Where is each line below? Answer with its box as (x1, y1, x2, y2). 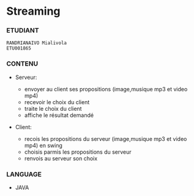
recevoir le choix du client (24, 98, 90, 105)
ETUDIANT (6, 26, 39, 35)
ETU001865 (6, 45, 32, 51)
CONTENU (6, 59, 39, 68)
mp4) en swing (24, 141, 62, 149)
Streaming (6, 4, 61, 18)
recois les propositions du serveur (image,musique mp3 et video (24, 135, 187, 142)
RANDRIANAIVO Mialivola (6, 40, 67, 47)
